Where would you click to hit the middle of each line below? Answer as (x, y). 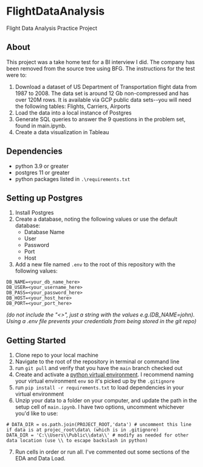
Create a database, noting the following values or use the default (96, 219)
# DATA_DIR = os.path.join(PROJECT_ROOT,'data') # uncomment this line (99, 425)
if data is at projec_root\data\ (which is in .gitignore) (83, 430)
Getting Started (36, 340)
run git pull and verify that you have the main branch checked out (99, 368)
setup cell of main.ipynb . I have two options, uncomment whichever (100, 407)
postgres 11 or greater (42, 173)
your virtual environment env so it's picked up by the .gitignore (95, 381)
